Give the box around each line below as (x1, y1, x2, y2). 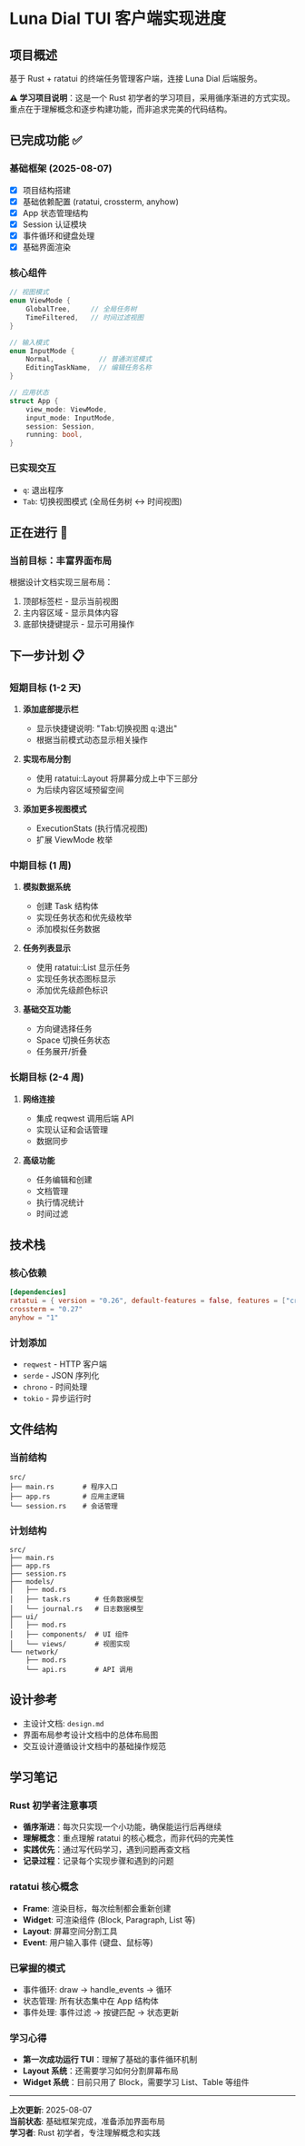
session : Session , (25, 421, 95, 431)
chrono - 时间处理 (22, 1381, 88, 1392)
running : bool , (25, 430, 84, 440)
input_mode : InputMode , (25, 413, 116, 422)
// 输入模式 (9, 338, 50, 347)
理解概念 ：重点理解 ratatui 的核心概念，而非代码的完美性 (22, 1833, 234, 1844)
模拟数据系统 (22, 882, 71, 893)
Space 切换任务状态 (35, 1034, 111, 1045)
